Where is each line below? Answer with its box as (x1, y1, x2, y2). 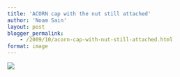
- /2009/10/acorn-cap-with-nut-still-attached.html (20, 36, 173, 43)
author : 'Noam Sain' (7, 17, 68, 24)
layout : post (7, 23, 45, 30)
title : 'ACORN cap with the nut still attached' (7, 10, 151, 17)
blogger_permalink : (7, 29, 64, 37)
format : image (7, 43, 49, 50)
